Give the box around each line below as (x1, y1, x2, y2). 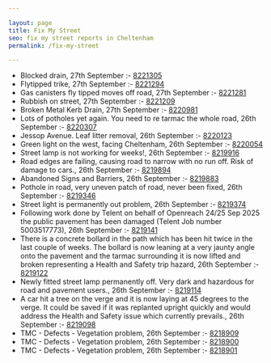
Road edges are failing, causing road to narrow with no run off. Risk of (19, 157, 254, 167)
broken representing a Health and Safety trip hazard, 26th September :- (19, 260, 260, 269)
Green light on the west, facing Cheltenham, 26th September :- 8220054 (19, 139, 264, 150)
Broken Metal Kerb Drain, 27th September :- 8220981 (19, 105, 198, 115)
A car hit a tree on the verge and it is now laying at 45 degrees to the (19, 294, 249, 304)
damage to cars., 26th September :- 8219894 (19, 165, 171, 175)
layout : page (8, 19, 53, 27)
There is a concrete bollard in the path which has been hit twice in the (19, 234, 253, 243)
